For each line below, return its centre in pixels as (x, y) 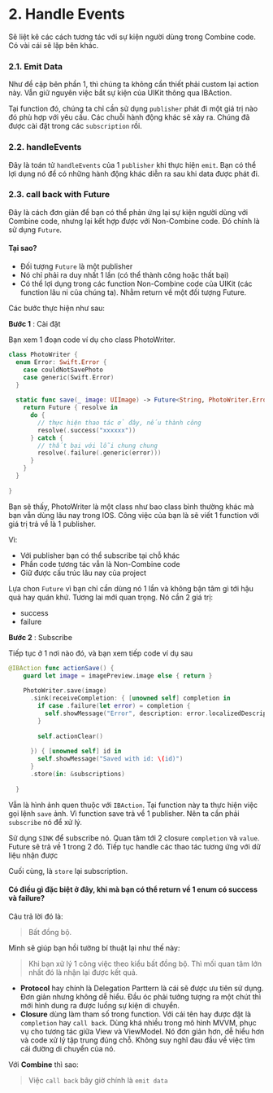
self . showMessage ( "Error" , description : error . (126, 713)
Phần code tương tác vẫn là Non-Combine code (100, 564)
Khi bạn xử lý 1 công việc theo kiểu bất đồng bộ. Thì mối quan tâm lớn (145, 964)
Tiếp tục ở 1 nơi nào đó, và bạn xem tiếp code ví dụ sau (101, 653)
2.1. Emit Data (36, 66)
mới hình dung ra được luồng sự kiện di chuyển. (100, 1005)
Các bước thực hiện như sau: (57, 308)
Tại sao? (23, 248)
